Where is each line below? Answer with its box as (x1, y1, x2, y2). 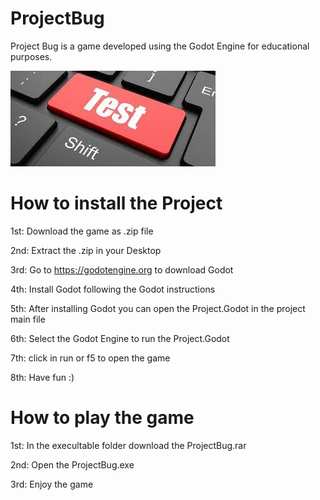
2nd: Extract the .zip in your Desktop (10, 244, 162, 256)
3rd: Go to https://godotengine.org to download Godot (10, 263, 234, 276)
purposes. (10, 50, 53, 62)
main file (10, 313, 46, 325)
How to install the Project (10, 192, 223, 215)
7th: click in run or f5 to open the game (10, 352, 171, 364)
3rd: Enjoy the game (10, 478, 94, 490)
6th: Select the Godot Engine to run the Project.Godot (10, 332, 230, 344)
